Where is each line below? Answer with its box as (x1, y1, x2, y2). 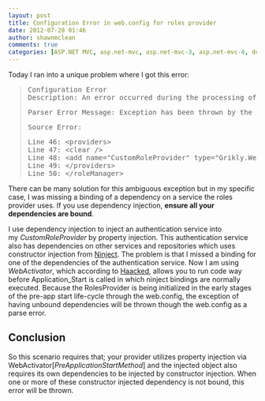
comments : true (8, 41, 58, 49)
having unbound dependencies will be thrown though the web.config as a (8, 300, 248, 309)
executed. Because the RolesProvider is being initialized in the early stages (8, 283, 252, 292)
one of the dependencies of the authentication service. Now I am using (8, 258, 239, 267)
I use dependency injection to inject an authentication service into (8, 224, 222, 234)
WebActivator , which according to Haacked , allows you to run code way (8, 266, 242, 275)
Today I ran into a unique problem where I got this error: (8, 70, 190, 79)
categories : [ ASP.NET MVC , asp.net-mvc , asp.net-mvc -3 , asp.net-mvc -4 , (8, 48, 248, 56)
